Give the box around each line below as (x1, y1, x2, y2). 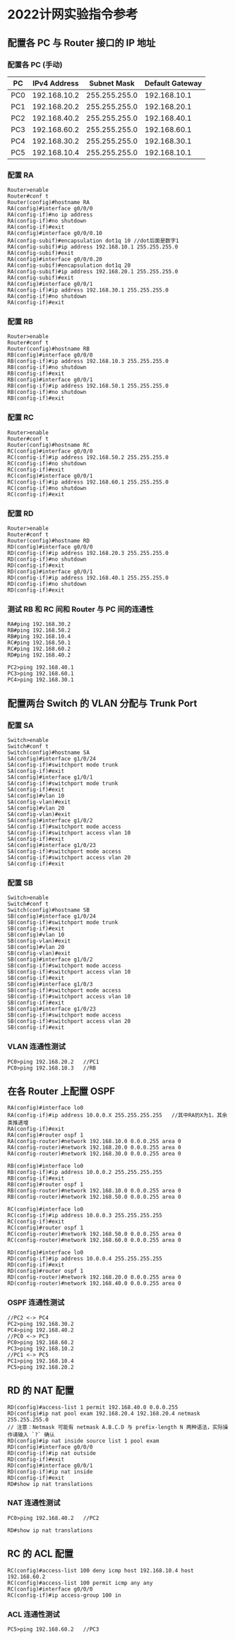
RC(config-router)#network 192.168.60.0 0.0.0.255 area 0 (7, 1237, 181, 1244)
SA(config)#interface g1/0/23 (7, 842, 97, 849)
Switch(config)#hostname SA (7, 749, 90, 756)
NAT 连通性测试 (7, 1498, 61, 1508)
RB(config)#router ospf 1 (7, 1181, 83, 1188)
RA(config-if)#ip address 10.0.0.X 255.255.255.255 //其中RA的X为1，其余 (7, 1112, 228, 1119)
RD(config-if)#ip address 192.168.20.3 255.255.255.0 (7, 550, 169, 557)
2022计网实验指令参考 (7, 6, 138, 23)
